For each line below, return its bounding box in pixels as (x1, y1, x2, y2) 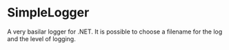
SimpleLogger (7, 5, 90, 21)
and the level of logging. (7, 34, 76, 42)
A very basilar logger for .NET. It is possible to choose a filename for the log (7, 27, 223, 36)
